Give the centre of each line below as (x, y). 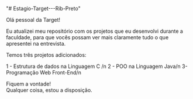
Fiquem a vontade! (29, 84)
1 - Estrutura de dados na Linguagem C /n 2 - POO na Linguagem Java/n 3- (97, 66)
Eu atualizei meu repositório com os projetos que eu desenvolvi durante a (94, 31)
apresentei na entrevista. (36, 44)
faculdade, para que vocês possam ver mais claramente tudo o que (87, 37)
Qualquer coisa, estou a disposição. (49, 90)
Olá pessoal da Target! (33, 20)
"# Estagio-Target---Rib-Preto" (43, 8)
